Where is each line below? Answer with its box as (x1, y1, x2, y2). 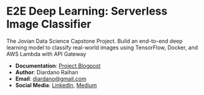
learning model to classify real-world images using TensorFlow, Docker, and (6, 44, 198, 51)
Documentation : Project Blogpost (15, 62, 101, 69)
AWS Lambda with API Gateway (6, 50, 87, 57)
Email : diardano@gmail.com (15, 75, 87, 82)
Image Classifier (6, 17, 92, 31)
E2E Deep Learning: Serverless (6, 4, 168, 18)
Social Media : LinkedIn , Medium (15, 81, 97, 89)
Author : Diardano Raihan (15, 68, 78, 76)
